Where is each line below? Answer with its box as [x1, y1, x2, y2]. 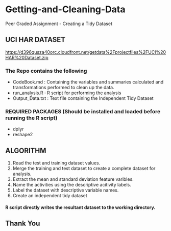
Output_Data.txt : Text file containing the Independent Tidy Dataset [12, 95, 154, 101]
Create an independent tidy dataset [12, 193, 88, 199]
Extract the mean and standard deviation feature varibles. [12, 176, 134, 182]
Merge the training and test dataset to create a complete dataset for [12, 165, 156, 172]
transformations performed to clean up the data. [12, 85, 114, 91]
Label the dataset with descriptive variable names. [12, 187, 119, 193]
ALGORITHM [5, 146, 46, 155]
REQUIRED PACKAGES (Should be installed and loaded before [5, 108, 161, 115]
